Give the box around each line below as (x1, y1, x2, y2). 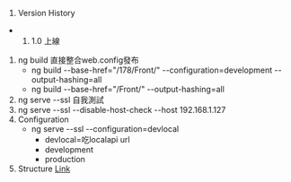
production (44, 154, 85, 164)
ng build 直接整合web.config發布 (17, 55, 139, 65)
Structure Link (17, 163, 71, 174)
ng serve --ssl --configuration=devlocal (31, 124, 180, 134)
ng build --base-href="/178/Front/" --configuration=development (31, 65, 273, 75)
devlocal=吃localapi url (44, 134, 130, 144)
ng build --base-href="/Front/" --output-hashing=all (31, 84, 225, 94)
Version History (17, 8, 75, 18)
